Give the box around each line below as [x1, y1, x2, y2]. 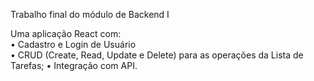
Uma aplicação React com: [10, 28, 122, 39]
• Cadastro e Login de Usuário [10, 39, 137, 50]
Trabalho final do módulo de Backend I [10, 9, 170, 20]
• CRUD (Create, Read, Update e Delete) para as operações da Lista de [10, 49, 304, 61]
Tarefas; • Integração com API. [10, 60, 138, 71]
